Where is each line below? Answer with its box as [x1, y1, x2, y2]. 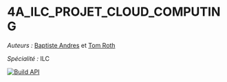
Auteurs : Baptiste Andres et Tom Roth [7, 41, 116, 49]
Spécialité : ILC [7, 54, 50, 62]
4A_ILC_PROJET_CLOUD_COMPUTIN [7, 4, 221, 20]
